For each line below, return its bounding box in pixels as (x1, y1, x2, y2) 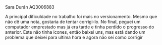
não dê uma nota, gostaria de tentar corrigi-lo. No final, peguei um (5, 19, 141, 24)
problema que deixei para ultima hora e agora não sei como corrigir (5, 34, 143, 40)
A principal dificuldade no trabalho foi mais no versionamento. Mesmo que (5, 14, 158, 19)
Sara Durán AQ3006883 (5, 4, 54, 10)
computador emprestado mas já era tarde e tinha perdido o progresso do (5, 24, 155, 30)
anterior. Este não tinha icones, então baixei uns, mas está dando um (5, 29, 146, 35)
